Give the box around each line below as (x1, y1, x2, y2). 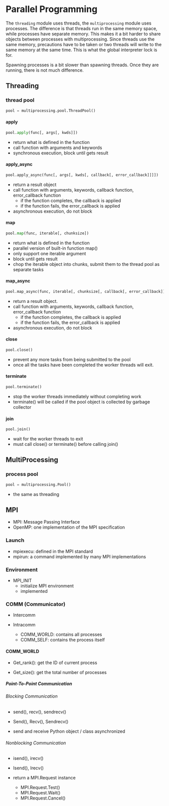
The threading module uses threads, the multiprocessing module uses (6, 20, 152, 26)
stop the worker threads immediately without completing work (13, 393, 142, 399)
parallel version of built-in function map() (13, 245, 98, 251)
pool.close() (6, 348, 33, 353)
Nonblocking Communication (6, 740, 66, 746)
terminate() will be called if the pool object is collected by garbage (13, 399, 150, 405)
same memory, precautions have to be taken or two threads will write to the (6, 41, 162, 47)
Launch (6, 537, 25, 544)
